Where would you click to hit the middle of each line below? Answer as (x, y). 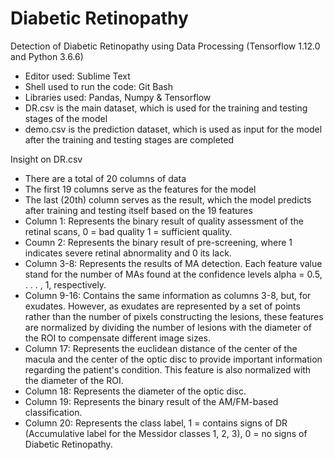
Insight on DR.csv (46, 159)
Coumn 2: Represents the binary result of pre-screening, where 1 (158, 242)
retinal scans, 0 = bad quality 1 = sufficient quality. (128, 231)
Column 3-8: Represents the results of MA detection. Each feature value (173, 263)
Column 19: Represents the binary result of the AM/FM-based (151, 401)
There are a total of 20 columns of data (105, 178)
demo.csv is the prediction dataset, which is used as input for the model (173, 129)
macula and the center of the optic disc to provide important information (173, 359)
